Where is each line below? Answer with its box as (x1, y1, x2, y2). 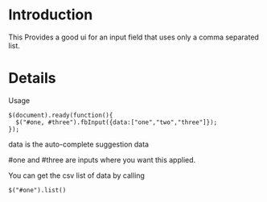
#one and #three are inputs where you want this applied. (8, 155, 196, 164)
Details (8, 69, 56, 88)
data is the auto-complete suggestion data (8, 139, 150, 149)
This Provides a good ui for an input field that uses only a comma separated (8, 32, 260, 42)
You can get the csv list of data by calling (8, 171, 145, 180)
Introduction (8, 6, 93, 24)
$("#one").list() (8, 186, 67, 194)
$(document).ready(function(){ (8, 111, 113, 119)
